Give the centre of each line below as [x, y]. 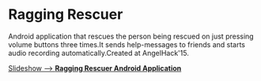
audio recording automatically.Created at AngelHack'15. [99, 53]
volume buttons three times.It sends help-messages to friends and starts [127, 44]
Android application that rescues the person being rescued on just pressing [131, 36]
